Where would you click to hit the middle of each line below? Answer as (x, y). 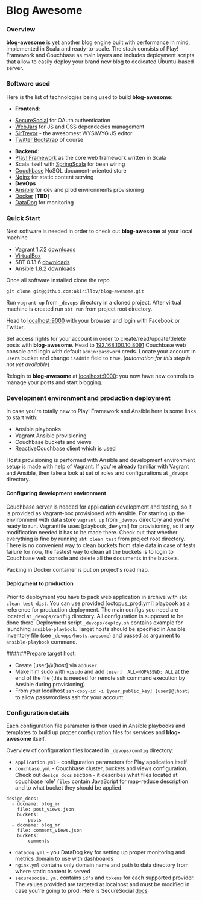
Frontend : (27, 109)
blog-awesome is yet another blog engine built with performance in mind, (98, 42)
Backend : (27, 151)
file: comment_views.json (50, 831)
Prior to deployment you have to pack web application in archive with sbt (97, 597)
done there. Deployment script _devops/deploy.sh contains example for (95, 623)
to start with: (22, 417)
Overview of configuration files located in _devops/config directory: (90, 750)
